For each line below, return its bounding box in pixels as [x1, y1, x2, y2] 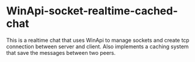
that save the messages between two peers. [6, 49, 116, 56]
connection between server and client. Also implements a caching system [6, 43, 189, 50]
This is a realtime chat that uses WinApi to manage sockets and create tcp [6, 36, 190, 44]
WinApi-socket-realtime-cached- [6, 4, 178, 18]
